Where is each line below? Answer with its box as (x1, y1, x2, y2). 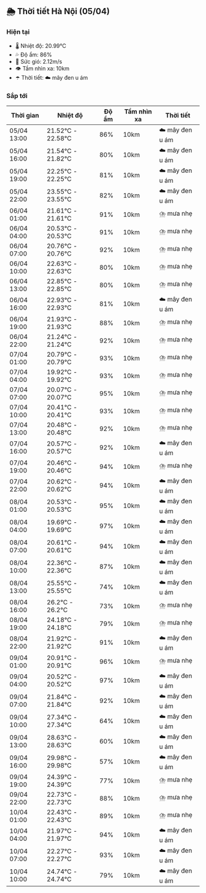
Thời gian (11, 111, 40, 120)
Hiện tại (6, 28, 30, 36)
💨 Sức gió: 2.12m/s (15, 58, 63, 65)
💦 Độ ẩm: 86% (15, 51, 52, 58)
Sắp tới (6, 91, 28, 100)
